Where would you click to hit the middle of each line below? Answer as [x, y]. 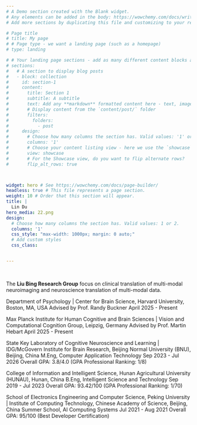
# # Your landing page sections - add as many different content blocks [97, 60]
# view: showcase [35, 153]
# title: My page [27, 39]
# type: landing [26, 50]
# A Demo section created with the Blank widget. [68, 11]
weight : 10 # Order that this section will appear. [70, 196]
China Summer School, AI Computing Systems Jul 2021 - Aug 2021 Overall [96, 409]
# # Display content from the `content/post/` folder [81, 109]
